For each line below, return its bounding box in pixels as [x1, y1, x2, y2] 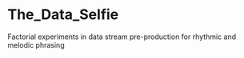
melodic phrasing [7, 40, 65, 49]
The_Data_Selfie [7, 6, 119, 24]
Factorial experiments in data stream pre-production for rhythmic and [7, 32, 237, 41]
